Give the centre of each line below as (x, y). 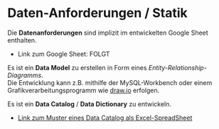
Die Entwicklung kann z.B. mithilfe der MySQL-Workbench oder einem (110, 82)
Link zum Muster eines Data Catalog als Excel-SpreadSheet (105, 118)
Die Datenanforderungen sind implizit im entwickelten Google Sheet (108, 33)
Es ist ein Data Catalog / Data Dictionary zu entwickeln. (90, 103)
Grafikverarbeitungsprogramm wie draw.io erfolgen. (84, 90)
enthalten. (22, 40)
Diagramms (25, 75)
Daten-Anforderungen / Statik (98, 13)
